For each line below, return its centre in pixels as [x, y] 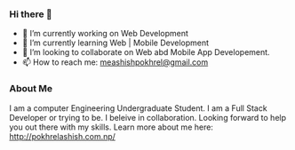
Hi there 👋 [31, 14]
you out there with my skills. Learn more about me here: [111, 127]
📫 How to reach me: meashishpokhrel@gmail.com [115, 62]
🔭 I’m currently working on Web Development [105, 34]
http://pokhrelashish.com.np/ [62, 136]
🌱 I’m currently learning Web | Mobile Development [116, 43]
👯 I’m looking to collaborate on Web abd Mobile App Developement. [146, 52]
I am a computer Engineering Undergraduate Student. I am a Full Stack [139, 108]
